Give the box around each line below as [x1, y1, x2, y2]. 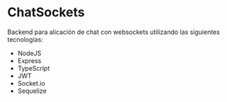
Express [17, 56, 42, 64]
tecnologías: [7, 35, 44, 43]
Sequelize [17, 86, 47, 95]
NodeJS [17, 49, 42, 57]
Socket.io [17, 79, 46, 87]
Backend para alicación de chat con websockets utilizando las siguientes [7, 28, 221, 36]
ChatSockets [7, 4, 85, 21]
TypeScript [17, 64, 50, 72]
